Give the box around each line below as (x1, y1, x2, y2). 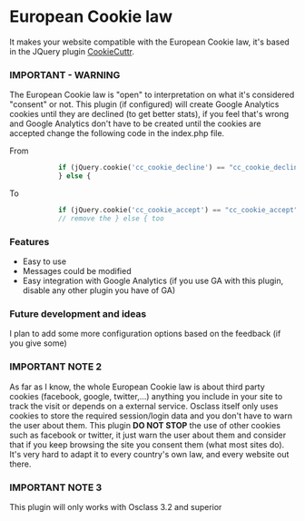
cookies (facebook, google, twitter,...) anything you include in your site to (9, 390, 283, 401)
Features (9, 235, 50, 248)
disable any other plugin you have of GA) (22, 285, 176, 296)
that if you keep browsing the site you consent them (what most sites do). (9, 438, 285, 450)
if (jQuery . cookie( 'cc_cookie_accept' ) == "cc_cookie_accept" (57, 205, 299, 214)
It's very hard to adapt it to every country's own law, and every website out (9, 448, 290, 459)
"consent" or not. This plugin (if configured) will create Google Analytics (9, 99, 280, 110)
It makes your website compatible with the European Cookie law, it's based (9, 36, 290, 47)
